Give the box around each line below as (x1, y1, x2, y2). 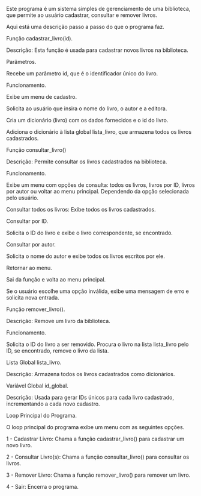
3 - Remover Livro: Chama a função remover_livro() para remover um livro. (6, 471, 191, 479)
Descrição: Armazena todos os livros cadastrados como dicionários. (6, 371, 175, 377)
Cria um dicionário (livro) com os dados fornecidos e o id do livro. (6, 117, 169, 124)
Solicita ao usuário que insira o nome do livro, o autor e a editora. (6, 105, 167, 112)
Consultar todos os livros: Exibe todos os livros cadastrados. (6, 206, 156, 213)
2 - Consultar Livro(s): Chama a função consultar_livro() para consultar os (6, 453, 190, 460)
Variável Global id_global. (6, 382, 69, 389)
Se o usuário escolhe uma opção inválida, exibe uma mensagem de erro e (6, 287, 189, 295)
